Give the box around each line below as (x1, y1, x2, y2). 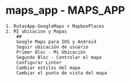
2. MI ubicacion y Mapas (5, 28, 67, 34)
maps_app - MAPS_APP (5, 4, 126, 17)
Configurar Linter (16, 59, 62, 65)
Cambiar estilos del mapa (16, 65, 81, 71)
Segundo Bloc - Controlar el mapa (16, 54, 102, 60)
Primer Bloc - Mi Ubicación (16, 49, 86, 55)
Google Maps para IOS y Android (16, 39, 96, 45)
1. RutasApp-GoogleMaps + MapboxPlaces (5, 23, 105, 29)
